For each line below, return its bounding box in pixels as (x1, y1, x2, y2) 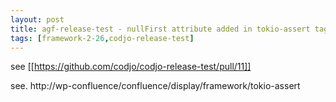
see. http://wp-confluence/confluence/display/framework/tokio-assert (10, 80, 301, 92)
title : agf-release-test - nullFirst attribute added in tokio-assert (10, 24, 311, 34)
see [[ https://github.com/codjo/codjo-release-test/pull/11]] (10, 61, 252, 73)
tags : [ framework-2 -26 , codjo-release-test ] (10, 33, 195, 43)
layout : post (10, 14, 65, 25)
